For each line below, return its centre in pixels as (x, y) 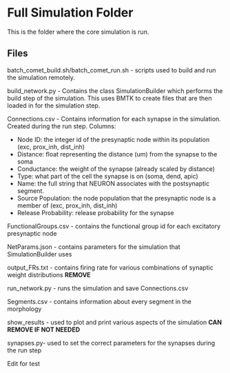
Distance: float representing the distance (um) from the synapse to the (117, 154)
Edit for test (23, 363)
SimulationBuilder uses (40, 254)
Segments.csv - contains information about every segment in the (99, 301)
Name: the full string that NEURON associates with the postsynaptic (113, 183)
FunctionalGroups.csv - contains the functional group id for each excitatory (114, 226)
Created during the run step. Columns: (62, 126)
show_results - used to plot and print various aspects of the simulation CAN (115, 322)
